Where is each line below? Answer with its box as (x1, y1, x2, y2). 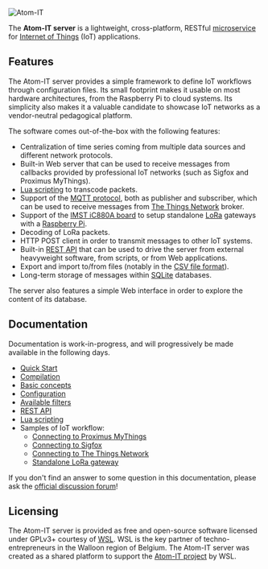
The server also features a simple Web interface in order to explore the (8, 286, 243, 295)
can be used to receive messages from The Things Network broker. (19, 201, 245, 211)
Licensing (8, 505, 59, 518)
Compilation (19, 371, 60, 381)
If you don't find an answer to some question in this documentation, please (8, 472, 257, 482)
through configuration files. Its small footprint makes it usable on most (8, 85, 241, 94)
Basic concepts (19, 380, 72, 390)
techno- (203, 534, 230, 544)
